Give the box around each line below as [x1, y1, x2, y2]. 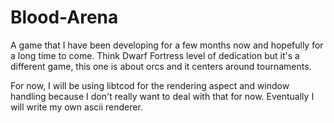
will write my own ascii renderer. [10, 101, 143, 113]
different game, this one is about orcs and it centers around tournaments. [10, 60, 312, 72]
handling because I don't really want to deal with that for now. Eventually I [10, 90, 315, 102]
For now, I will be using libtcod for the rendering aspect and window [10, 79, 290, 91]
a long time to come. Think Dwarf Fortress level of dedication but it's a [10, 49, 300, 61]
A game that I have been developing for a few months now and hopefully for [10, 39, 324, 51]
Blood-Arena [10, 6, 119, 29]
